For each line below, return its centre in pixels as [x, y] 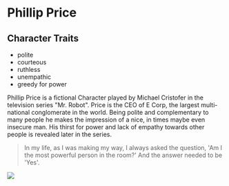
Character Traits [43, 38]
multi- [209, 105]
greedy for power [42, 84]
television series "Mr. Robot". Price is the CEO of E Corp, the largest [103, 105]
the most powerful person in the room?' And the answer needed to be [123, 155]
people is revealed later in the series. [60, 134]
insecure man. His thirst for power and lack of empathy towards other [106, 127]
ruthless [29, 69]
